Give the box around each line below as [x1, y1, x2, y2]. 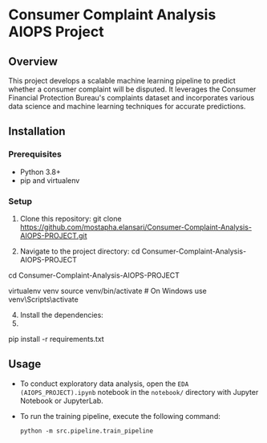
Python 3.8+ [19, 167, 62, 177]
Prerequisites [8, 148, 62, 160]
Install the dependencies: [19, 310, 104, 319]
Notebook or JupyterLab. [19, 396, 104, 405]
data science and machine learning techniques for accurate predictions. [8, 102, 246, 111]
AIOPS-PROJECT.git [19, 230, 87, 240]
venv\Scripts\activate [8, 295, 79, 304]
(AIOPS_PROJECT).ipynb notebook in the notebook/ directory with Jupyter [19, 387, 259, 396]
